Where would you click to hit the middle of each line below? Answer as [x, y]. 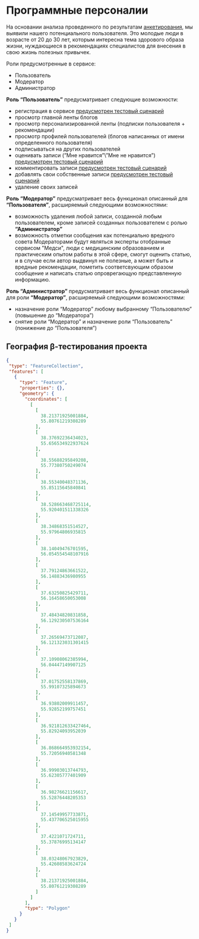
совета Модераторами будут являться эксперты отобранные [93, 241]
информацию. [32, 279]
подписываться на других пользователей [67, 149]
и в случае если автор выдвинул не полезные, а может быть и [94, 260]
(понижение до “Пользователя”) [56, 327]
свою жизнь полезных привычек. [48, 52]
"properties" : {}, [42, 388]
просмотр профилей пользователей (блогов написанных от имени [99, 136]
